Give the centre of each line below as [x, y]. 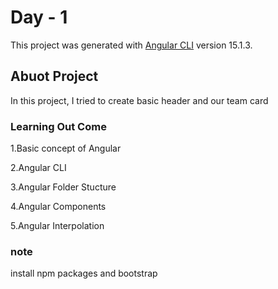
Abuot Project [54, 76]
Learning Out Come [58, 126]
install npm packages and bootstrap [84, 273]
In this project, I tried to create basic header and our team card [139, 100]
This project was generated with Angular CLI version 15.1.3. [131, 45]
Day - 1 [39, 17]
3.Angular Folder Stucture [63, 187]
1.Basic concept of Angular [66, 148]
